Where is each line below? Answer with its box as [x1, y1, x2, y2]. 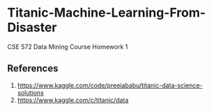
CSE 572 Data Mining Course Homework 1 [7, 42, 128, 51]
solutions [17, 88, 44, 96]
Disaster [7, 19, 57, 35]
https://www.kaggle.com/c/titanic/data [17, 96, 129, 104]
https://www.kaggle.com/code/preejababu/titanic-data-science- [17, 81, 203, 89]
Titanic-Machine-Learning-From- [7, 5, 206, 21]
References [7, 62, 59, 74]
